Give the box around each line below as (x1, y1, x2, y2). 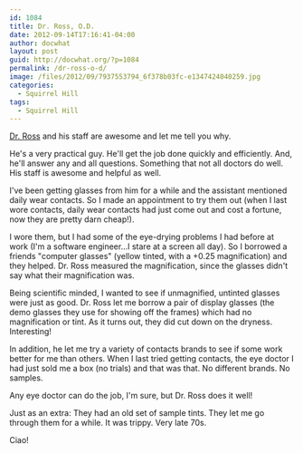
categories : (9, 81, 54, 90)
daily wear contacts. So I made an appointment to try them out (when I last (9, 195, 288, 206)
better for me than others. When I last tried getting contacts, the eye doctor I (9, 353, 294, 364)
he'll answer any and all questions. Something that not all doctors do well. (9, 158, 283, 169)
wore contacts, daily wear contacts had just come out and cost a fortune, (9, 205, 282, 216)
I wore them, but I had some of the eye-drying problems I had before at (9, 232, 274, 243)
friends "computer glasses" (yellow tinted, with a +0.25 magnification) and (9, 251, 288, 262)
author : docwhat (9, 38, 71, 48)
